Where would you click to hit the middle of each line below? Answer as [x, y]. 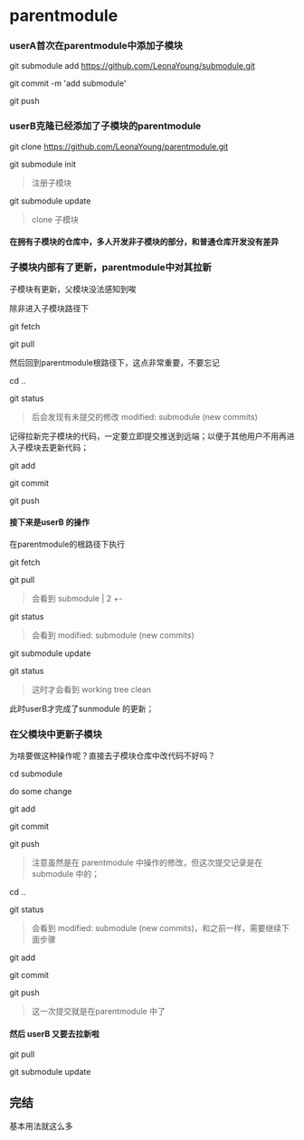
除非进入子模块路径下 [49, 308]
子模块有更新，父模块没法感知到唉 [73, 289]
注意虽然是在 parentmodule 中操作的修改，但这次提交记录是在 [147, 863]
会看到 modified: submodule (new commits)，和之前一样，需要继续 [157, 928]
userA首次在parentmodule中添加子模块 [96, 46]
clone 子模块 [55, 219]
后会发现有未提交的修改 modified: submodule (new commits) [144, 416]
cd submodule [36, 774]
